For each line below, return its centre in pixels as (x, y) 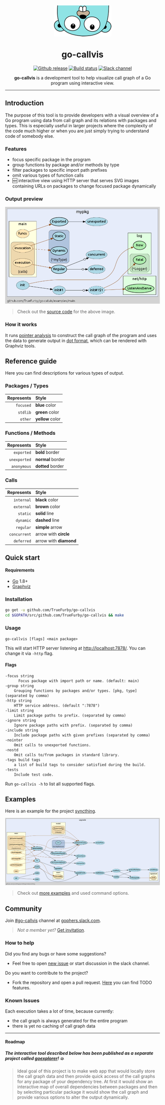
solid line (44, 513)
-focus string (20, 676)
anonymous (21, 466)
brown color (48, 506)
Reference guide (31, 361)
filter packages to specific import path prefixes (59, 170)
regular (23, 528)
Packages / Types (27, 386)
